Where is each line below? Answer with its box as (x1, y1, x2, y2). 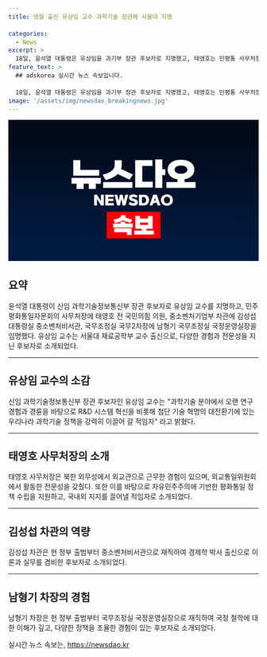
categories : (8, 29, 48, 37)
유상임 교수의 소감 (8, 374, 91, 387)
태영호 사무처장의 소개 (8, 449, 110, 463)
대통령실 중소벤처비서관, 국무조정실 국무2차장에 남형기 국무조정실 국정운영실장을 (8, 321, 257, 330)
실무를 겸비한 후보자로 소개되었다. (22, 558, 127, 567)
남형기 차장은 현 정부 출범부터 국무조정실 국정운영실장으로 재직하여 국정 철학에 (8, 612, 250, 622)
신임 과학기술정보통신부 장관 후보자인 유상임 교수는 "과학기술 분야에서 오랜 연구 (8, 396, 253, 406)
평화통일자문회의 (8, 311, 60, 321)
